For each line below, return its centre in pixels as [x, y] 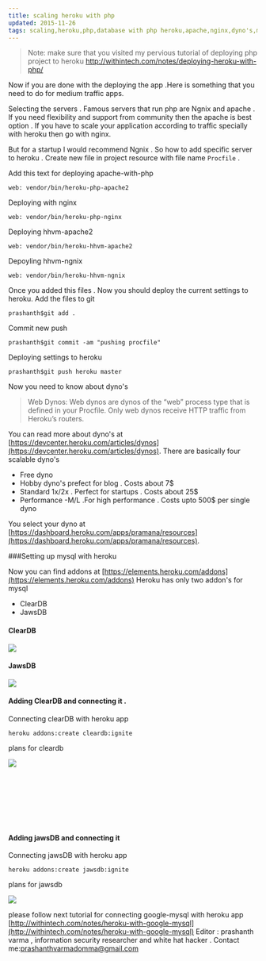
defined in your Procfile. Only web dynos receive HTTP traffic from [137, 410]
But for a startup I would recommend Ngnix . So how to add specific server [130, 150]
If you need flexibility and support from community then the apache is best [130, 117]
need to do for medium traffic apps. [66, 94]
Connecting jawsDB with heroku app [68, 855]
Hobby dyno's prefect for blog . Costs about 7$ [97, 483]
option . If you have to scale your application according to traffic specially [128, 126]
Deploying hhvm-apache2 [51, 232]
